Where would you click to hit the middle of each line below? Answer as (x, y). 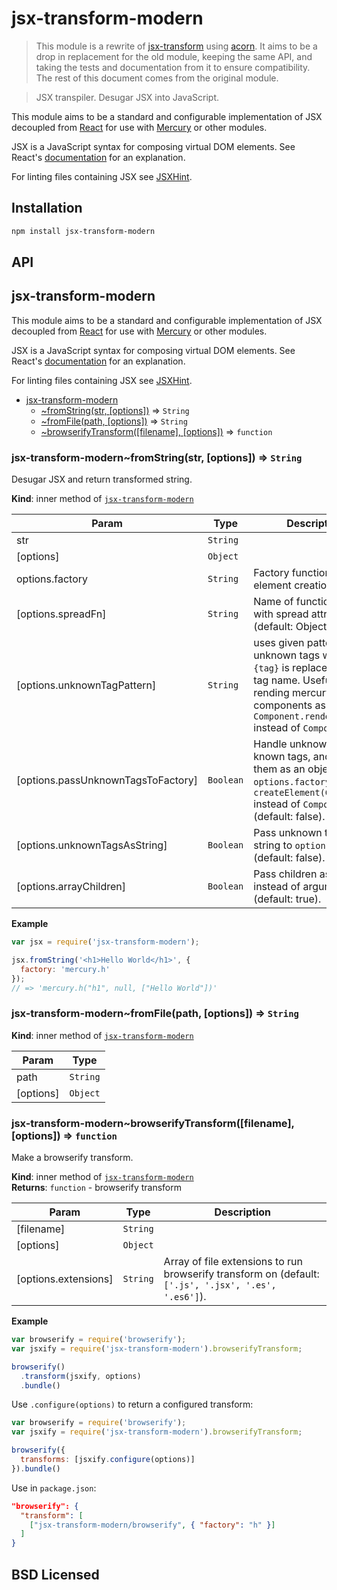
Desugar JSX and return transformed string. (102, 479)
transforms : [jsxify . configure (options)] (108, 1460)
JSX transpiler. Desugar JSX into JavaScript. (127, 97)
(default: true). (287, 899)
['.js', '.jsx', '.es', (220, 1285)
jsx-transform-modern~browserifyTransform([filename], (153, 1123)
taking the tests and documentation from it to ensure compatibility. (173, 67)
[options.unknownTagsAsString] (92, 845)
